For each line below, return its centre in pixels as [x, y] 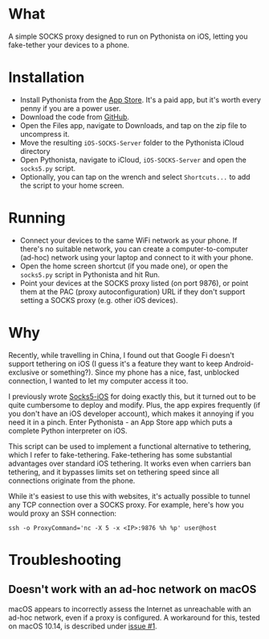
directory [35, 151]
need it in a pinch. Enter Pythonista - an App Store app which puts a [120, 422]
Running [37, 218]
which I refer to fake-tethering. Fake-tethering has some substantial [120, 454]
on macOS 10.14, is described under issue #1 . [83, 626]
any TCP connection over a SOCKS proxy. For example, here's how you [126, 504]
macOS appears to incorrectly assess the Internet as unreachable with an [130, 608]
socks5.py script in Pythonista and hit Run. [90, 274]
